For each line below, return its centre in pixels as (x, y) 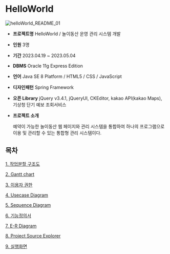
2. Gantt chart (20, 174)
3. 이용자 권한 (19, 185)
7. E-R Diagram (21, 226)
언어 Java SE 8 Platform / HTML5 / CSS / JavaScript (67, 76)
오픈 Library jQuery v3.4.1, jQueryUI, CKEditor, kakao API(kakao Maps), (87, 98)
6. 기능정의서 (18, 216)
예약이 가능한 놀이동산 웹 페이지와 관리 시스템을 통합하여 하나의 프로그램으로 (89, 126)
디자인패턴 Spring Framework (43, 87)
